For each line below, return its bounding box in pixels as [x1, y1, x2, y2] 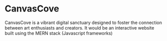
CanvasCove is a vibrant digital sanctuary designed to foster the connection [5, 19, 162, 25]
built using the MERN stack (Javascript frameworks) [5, 30, 113, 36]
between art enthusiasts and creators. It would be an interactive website [5, 24, 154, 30]
